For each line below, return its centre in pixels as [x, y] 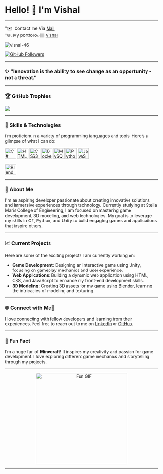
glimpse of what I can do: [30, 141]
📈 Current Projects [28, 243]
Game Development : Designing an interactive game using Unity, [76, 265]
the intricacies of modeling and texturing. [53, 291]
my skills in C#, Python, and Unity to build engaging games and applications [81, 221]
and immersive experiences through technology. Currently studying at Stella [81, 205]
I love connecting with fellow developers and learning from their [69, 319]
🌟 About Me [19, 189]
